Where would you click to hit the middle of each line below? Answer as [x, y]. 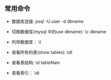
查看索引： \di [25, 73]
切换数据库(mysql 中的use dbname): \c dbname [59, 32]
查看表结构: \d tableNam [36, 63]
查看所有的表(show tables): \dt [42, 52]
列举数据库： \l [26, 42]
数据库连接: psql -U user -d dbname [48, 21]
